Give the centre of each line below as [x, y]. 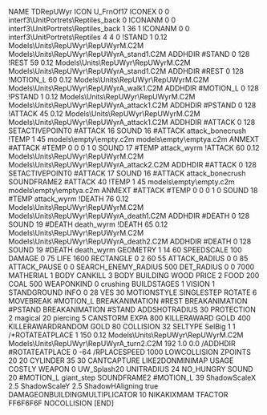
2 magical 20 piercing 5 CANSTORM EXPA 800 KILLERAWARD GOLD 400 [129, 318]
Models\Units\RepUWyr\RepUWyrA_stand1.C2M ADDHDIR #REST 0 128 [126, 71]
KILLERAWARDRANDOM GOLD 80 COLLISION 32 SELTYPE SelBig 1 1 [122, 326]
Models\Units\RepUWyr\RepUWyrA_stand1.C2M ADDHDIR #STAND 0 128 [129, 54]
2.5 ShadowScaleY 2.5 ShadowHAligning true [83, 386]
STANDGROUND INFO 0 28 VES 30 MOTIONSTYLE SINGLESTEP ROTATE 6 [133, 292]
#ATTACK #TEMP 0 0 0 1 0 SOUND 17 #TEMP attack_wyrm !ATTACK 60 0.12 [134, 148]
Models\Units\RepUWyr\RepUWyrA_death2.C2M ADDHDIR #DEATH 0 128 [130, 241]
